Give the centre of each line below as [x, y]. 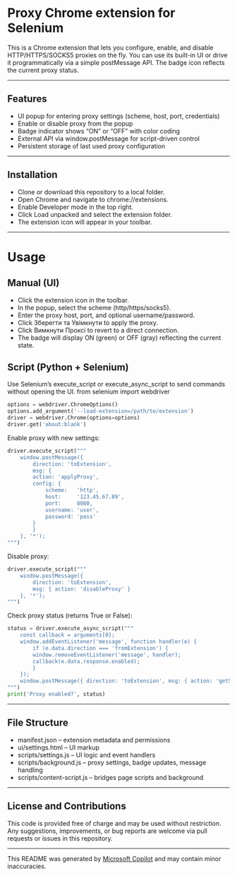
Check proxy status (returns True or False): [70, 615]
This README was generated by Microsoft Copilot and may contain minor [114, 858]
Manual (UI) [34, 283]
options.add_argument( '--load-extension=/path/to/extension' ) [101, 411]
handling [30, 770]
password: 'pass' [71, 516]
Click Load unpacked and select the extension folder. [95, 214]
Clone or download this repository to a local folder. [91, 191]
